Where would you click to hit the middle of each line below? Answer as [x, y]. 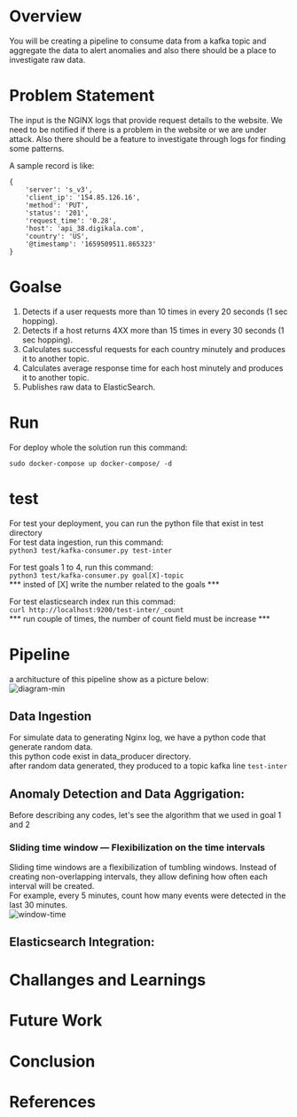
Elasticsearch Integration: [82, 942]
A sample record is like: [52, 165]
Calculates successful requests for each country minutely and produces [154, 349]
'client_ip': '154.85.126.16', [83, 197]
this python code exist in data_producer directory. [100, 757]
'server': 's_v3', [59, 189]
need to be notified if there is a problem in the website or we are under [138, 130]
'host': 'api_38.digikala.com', [85, 228]
